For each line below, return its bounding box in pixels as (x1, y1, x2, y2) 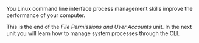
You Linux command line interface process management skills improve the (6, 5, 193, 12)
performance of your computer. (6, 12, 85, 19)
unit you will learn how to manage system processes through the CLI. (6, 30, 180, 37)
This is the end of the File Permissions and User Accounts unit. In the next (6, 24, 192, 30)
